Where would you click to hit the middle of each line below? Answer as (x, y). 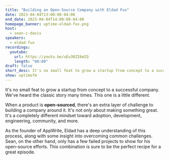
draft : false (19, 66)
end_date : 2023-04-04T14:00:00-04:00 (45, 19)
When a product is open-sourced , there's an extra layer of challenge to (79, 105)
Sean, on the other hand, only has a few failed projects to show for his (78, 141)
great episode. (20, 152)
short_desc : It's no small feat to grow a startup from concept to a (80, 71)
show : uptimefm (21, 75)
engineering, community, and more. (42, 121)
